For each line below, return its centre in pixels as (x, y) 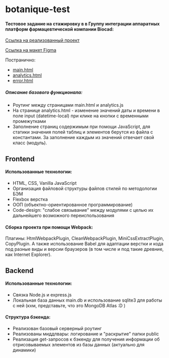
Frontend (20, 159)
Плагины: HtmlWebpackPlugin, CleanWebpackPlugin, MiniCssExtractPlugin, (85, 238)
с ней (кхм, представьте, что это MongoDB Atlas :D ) (69, 305)
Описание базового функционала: (44, 92)
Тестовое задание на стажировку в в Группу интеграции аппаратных (82, 23)
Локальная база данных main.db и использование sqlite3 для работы (87, 300)
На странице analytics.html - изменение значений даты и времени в (86, 111)
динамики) (24, 350)
